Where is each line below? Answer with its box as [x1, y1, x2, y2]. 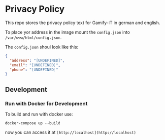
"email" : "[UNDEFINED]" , [9, 62, 61, 67]
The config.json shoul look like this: [5, 44, 79, 50]
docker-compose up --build [5, 121, 61, 126]
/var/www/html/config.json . [5, 34, 62, 40]
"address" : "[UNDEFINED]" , [9, 58, 65, 63]
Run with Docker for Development [5, 100, 88, 107]
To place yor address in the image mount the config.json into [5, 29, 130, 35]
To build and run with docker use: [5, 112, 73, 117]
